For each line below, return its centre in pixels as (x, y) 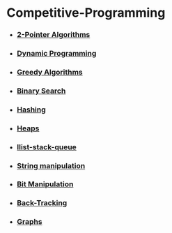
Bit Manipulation (45, 184)
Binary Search (41, 91)
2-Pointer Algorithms (53, 35)
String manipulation (51, 165)
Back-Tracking (42, 203)
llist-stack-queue (47, 146)
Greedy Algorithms (49, 72)
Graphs (29, 222)
